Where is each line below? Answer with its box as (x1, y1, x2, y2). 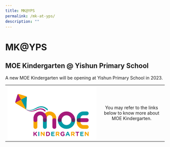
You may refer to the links (105, 104, 158, 111)
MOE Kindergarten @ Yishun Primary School (5, 61, 149, 70)
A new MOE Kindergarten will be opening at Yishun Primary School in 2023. (5, 75, 163, 81)
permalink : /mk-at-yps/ (5, 13, 56, 19)
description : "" (5, 19, 39, 24)
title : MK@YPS (5, 8, 35, 13)
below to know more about (104, 110, 159, 116)
